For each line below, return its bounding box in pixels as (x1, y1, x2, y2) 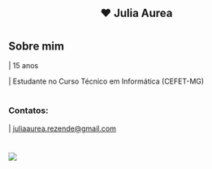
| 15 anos (8, 61, 39, 70)
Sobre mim (8, 39, 65, 53)
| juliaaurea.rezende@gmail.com (8, 123, 116, 133)
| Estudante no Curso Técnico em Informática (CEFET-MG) (8, 76, 205, 86)
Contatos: (8, 105, 49, 116)
